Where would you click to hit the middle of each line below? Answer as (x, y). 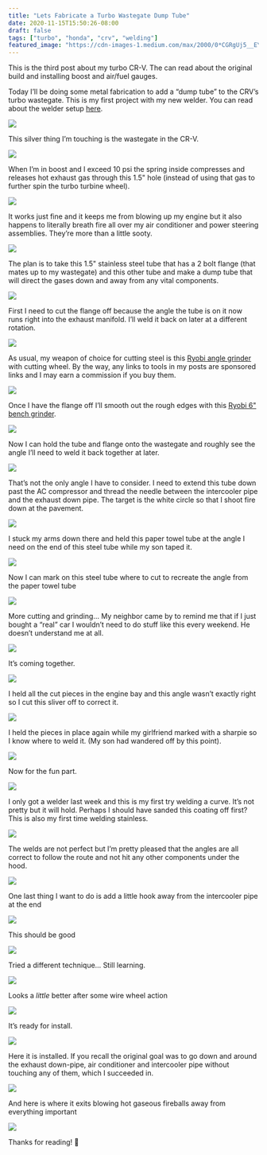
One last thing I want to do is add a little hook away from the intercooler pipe (133, 896)
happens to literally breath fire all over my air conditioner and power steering (133, 225)
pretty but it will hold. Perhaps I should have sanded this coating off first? (128, 810)
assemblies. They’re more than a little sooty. (80, 233)
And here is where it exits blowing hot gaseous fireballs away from (117, 1103)
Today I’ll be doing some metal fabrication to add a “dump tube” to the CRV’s (133, 91)
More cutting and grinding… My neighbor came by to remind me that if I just (132, 616)
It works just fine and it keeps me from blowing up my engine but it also (125, 216)
